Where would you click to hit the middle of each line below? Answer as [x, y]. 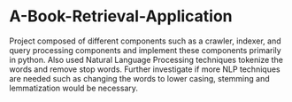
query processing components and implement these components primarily [145, 50]
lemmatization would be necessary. [74, 88]
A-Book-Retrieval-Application [121, 16]
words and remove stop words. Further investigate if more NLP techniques [145, 69]
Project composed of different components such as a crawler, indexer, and [145, 41]
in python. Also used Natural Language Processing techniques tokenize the [146, 59]
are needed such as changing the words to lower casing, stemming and [139, 78]
